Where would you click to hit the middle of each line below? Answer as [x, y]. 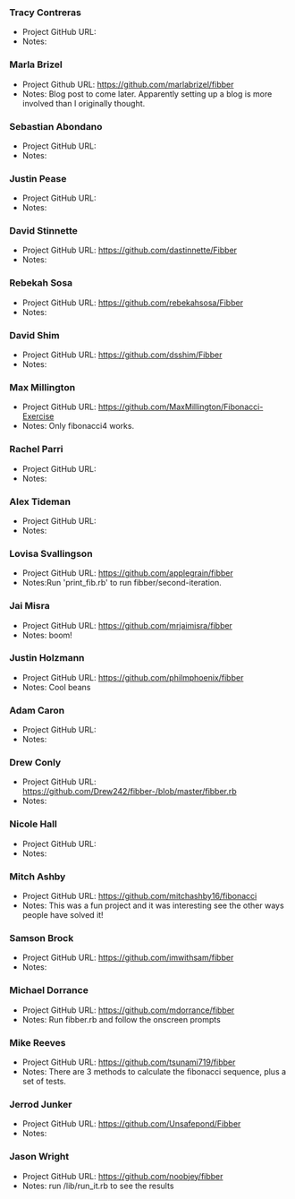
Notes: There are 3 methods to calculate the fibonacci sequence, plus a [154, 1071]
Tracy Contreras [46, 13]
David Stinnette [44, 231]
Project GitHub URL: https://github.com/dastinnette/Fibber [130, 250]
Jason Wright [39, 1157]
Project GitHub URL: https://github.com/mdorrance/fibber [128, 1010]
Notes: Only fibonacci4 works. [78, 426]
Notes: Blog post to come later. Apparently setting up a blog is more [147, 94]
